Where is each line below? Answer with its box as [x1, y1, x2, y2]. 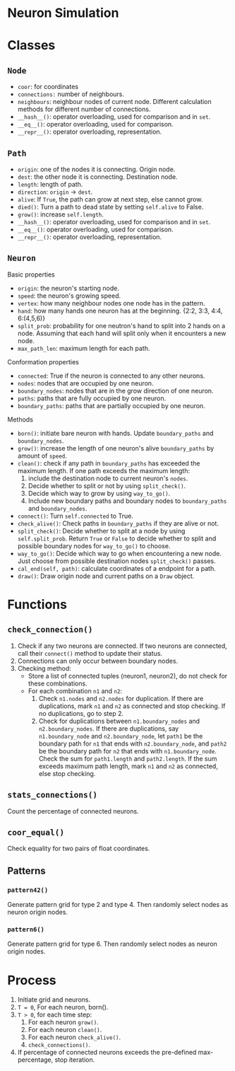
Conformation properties [7, 357, 79, 366]
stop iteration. [54, 1055, 95, 1064]
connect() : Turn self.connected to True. [17, 511, 134, 520]
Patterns [7, 864, 46, 876]
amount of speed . [17, 451, 67, 460]
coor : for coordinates [17, 83, 79, 91]
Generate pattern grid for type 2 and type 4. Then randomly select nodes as [7, 901, 229, 909]
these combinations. [28, 679, 88, 688]
